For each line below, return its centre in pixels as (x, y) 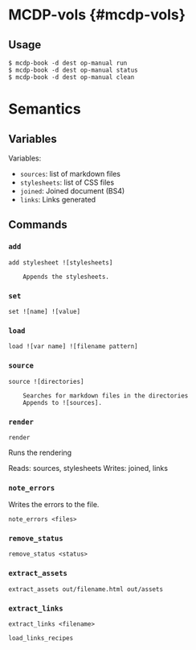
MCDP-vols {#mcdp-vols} (97, 15)
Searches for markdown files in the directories (106, 396)
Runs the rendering (40, 452)
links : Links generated (58, 200)
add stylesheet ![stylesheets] (61, 262)
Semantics (45, 109)
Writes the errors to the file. (54, 505)
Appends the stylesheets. (66, 277)
